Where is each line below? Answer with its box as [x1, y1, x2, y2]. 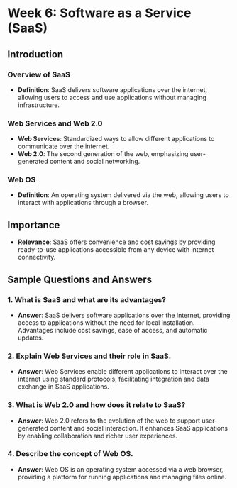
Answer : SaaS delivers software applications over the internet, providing [17, 311, 231, 319]
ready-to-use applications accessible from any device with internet [17, 245, 214, 254]
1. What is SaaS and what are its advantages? [7, 294, 167, 304]
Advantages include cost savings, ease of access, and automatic [17, 326, 208, 334]
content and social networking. [49, 157, 140, 166]
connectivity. [17, 253, 56, 262]
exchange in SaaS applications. [17, 382, 110, 391]
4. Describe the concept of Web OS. [7, 449, 133, 459]
